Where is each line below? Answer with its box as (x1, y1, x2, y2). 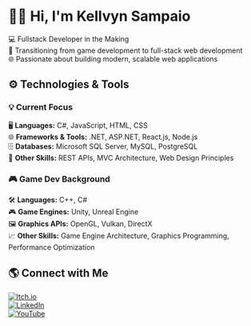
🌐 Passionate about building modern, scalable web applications (8, 54, 218, 63)
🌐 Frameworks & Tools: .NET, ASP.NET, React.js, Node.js (8, 132, 198, 141)
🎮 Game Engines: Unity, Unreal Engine (8, 207, 139, 217)
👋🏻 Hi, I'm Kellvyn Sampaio (8, 7, 191, 26)
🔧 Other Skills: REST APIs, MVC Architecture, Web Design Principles (8, 153, 234, 162)
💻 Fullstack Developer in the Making (8, 34, 129, 43)
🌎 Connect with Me (8, 267, 109, 280)
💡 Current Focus (8, 101, 74, 113)
